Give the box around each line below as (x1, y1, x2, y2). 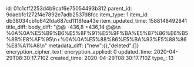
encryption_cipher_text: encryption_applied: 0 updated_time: (6, 48, 153, 55)
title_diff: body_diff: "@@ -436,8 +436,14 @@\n (6, 23, 121, 30)
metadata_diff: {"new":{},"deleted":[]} (48, 42, 139, 49)
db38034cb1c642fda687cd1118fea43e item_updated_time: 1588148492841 (6, 17, 187, 24)
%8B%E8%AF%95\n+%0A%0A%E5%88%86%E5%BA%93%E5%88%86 (6, 36, 187, 43)
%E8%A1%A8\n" (6, 42, 48, 49)
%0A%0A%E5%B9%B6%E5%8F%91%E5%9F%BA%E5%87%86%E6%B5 (6, 30, 189, 37)
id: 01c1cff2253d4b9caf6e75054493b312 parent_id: (6, 5, 132, 12)
